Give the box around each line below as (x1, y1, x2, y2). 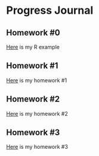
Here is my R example (6, 43, 60, 50)
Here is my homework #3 (6, 143, 69, 151)
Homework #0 (6, 28, 61, 38)
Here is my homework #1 (6, 76, 67, 84)
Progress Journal (6, 4, 94, 17)
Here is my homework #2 (6, 110, 69, 117)
